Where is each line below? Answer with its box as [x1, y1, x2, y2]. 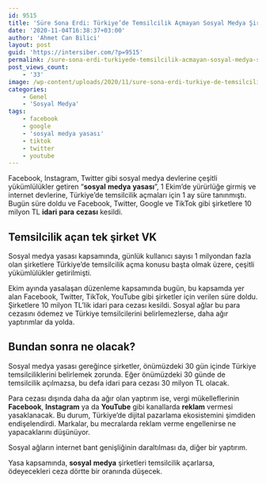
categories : [8, 85, 47, 94]
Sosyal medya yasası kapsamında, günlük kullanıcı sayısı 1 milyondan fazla [8, 252, 252, 261]
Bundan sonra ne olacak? [8, 340, 136, 354]
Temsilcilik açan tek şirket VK [8, 230, 157, 244]
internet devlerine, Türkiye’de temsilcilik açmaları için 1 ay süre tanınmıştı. [8, 190, 247, 200]
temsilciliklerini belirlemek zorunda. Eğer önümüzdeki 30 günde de [8, 370, 226, 379]
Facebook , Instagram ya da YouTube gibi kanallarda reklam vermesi [8, 401, 234, 411]
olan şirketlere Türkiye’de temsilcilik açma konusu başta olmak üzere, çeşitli [8, 259, 255, 270]
